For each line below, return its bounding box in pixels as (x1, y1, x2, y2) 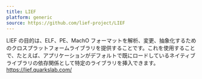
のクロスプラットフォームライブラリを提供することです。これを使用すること (6, 44, 196, 51)
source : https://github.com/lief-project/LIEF (6, 20, 125, 26)
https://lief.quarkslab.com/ (6, 66, 72, 74)
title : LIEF (6, 8, 36, 15)
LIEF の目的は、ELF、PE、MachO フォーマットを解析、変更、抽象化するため (6, 37, 197, 44)
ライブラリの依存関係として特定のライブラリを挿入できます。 (6, 59, 159, 66)
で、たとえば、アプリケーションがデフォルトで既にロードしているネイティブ (6, 52, 196, 59)
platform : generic (6, 14, 52, 20)
